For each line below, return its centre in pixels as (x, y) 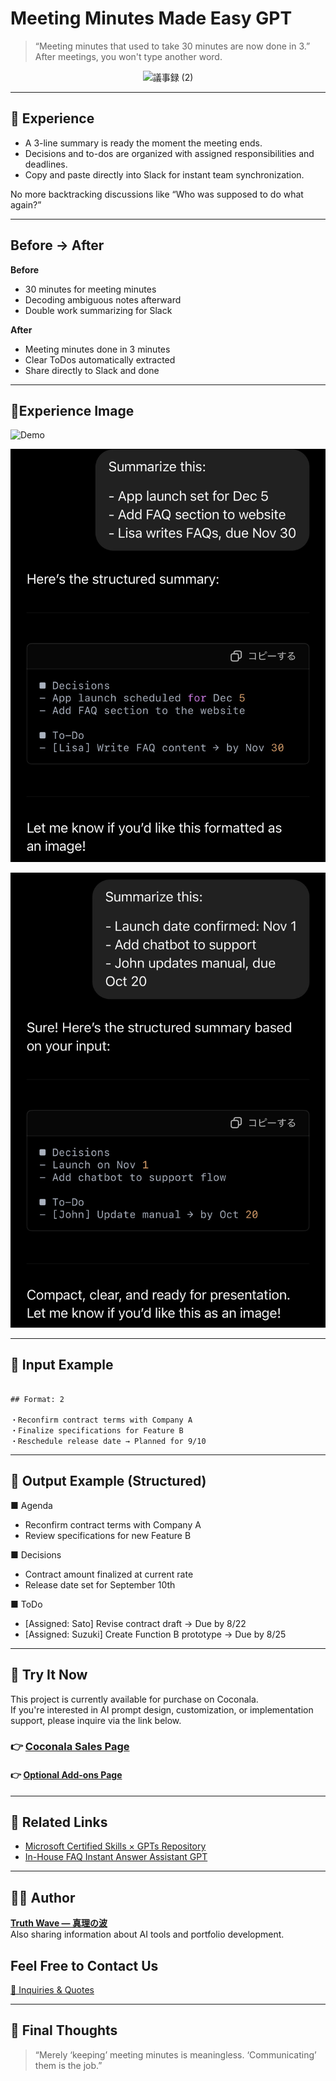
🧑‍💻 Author (43, 1897)
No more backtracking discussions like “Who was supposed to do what (157, 194)
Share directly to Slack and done (92, 370)
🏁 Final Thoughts (64, 2030)
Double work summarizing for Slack (98, 310)
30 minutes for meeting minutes (90, 289)
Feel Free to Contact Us (84, 1965)
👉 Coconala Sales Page (70, 1747)
